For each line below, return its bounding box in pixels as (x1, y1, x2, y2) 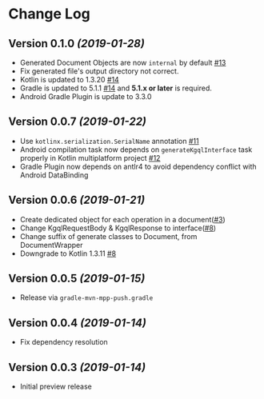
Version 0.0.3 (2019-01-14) (8, 361, 146, 374)
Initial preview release (19, 381, 92, 392)
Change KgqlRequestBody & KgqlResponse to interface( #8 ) (19, 223, 217, 233)
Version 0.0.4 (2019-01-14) (8, 316, 146, 329)
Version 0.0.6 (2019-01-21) (8, 194, 146, 207)
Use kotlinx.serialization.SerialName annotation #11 (19, 136, 199, 146)
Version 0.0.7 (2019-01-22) (8, 115, 146, 129)
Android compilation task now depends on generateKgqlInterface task (19, 145, 253, 154)
